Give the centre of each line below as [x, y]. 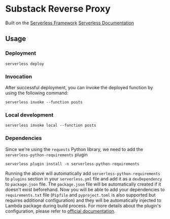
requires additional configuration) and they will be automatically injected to [83, 200]
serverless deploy [25, 64]
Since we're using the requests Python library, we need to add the [74, 149]
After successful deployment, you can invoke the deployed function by [79, 87]
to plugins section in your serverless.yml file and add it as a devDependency [84, 178]
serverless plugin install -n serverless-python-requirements [72, 164]
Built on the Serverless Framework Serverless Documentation [70, 23]
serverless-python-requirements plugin [46, 155]
